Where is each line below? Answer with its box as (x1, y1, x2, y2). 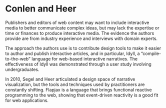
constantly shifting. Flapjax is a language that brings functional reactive (5, 86, 152, 92)
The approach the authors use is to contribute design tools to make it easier (5, 45, 161, 51)
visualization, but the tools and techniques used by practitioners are (5, 81, 145, 87)
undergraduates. (5, 66, 39, 72)
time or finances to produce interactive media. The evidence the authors (5, 30, 154, 36)
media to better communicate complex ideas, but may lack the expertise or (5, 24, 159, 30)
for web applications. (5, 97, 49, 103)
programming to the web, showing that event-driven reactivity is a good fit (5, 92, 158, 98)
